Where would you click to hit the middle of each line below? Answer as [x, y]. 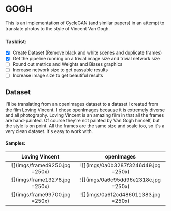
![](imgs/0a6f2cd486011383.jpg [121, 194]
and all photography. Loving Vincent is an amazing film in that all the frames [85, 115]
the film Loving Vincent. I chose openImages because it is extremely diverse [85, 110]
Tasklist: [16, 41]
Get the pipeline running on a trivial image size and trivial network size [86, 59]
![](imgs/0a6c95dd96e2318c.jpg [121, 180]
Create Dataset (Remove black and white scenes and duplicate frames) [87, 53]
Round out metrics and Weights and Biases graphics [67, 64]
